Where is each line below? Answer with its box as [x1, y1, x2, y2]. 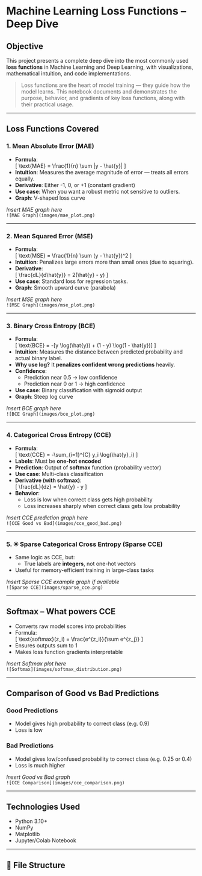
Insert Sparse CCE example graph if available [6, 578, 120, 585]
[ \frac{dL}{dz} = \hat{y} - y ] [14, 483, 87, 490]
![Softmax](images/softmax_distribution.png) [6, 666, 122, 672]
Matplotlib [14, 831, 40, 838]
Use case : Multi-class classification [14, 470, 103, 477]
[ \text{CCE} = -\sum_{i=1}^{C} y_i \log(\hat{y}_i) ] [14, 451, 138, 458]
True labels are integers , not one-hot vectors [23, 560, 136, 567]
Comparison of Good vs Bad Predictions [6, 688, 159, 699]
